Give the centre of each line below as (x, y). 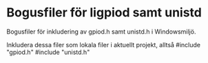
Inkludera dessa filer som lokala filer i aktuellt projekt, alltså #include (104, 45)
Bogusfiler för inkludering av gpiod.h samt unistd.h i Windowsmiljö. (101, 32)
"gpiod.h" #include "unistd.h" (48, 52)
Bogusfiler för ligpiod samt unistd (104, 13)
